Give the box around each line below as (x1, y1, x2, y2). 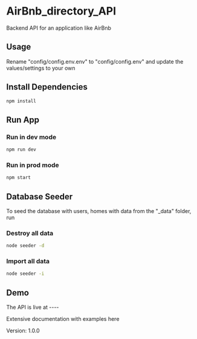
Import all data (6, 257, 50, 266)
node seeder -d (6, 243, 45, 249)
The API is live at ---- (6, 304, 59, 311)
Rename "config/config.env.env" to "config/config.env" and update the (6, 58, 184, 65)
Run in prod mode (6, 160, 59, 169)
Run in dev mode (6, 133, 56, 141)
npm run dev (6, 146, 36, 153)
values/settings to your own (6, 64, 76, 71)
